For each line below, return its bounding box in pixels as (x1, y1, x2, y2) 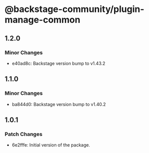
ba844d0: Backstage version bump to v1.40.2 (11, 101, 106, 107)
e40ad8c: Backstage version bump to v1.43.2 (11, 60, 106, 66)
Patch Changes (4, 130, 43, 137)
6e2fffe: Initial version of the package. (11, 142, 90, 148)
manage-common (4, 14, 81, 25)
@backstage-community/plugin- (4, 3, 145, 15)
